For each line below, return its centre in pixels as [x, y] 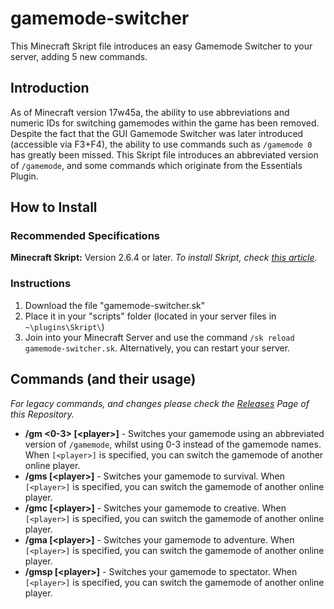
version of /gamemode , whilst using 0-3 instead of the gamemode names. [173, 444]
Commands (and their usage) [103, 379]
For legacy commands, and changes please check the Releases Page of [160, 403]
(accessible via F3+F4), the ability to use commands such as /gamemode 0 [161, 144]
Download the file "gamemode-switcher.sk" [115, 305]
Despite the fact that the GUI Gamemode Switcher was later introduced [157, 133]
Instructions [41, 284]
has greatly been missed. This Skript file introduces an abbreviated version [164, 154]
